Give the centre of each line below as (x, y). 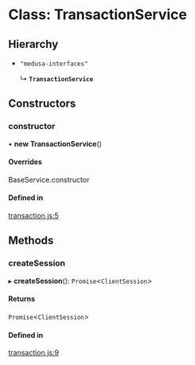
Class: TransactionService (97, 15)
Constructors (42, 104)
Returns (22, 299)
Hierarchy (33, 44)
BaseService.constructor (49, 179)
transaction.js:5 (34, 216)
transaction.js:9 (34, 353)
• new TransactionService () (55, 143)
